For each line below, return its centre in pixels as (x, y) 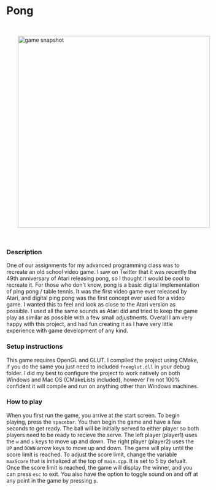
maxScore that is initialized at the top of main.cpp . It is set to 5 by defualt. (97, 461)
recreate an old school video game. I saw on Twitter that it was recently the (101, 272)
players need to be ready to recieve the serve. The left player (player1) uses (102, 435)
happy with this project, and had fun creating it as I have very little (90, 324)
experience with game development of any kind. (67, 331)
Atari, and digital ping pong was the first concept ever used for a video (96, 298)
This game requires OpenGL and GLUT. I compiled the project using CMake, (102, 360)
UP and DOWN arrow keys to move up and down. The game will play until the (100, 448)
